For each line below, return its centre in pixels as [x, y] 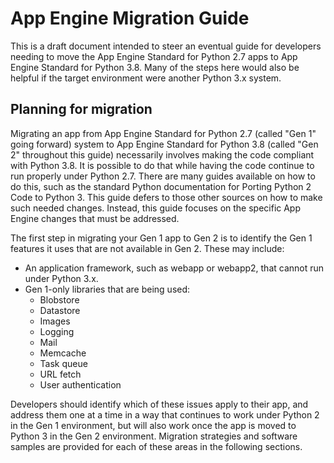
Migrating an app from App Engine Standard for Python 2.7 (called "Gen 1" [163, 133]
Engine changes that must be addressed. [95, 218]
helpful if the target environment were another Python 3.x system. [146, 78]
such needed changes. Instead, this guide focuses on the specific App [156, 208]
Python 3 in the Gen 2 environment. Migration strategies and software [154, 436]
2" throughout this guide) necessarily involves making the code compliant [162, 154]
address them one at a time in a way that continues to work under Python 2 [165, 414]
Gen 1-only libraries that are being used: [107, 289]
